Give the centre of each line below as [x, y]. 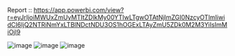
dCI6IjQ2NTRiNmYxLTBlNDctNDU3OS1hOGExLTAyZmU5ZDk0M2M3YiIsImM [117, 25]
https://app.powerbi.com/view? [79, 10]
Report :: [20, 10]
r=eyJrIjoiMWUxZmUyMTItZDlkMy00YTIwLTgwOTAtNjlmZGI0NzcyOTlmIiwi [116, 17]
